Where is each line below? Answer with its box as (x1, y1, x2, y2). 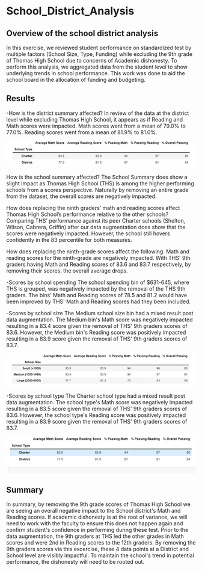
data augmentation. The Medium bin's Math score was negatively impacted (6, 316, 193, 323)
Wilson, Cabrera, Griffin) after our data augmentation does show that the (6, 224, 186, 231)
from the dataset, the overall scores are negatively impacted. (6, 193, 158, 200)
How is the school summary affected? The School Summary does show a (6, 173, 188, 181)
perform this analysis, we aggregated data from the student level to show (6, 63, 188, 70)
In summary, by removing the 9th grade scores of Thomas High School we (6, 501, 191, 508)
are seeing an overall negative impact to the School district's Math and (6, 507, 181, 514)
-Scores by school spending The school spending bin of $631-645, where (6, 279, 189, 286)
